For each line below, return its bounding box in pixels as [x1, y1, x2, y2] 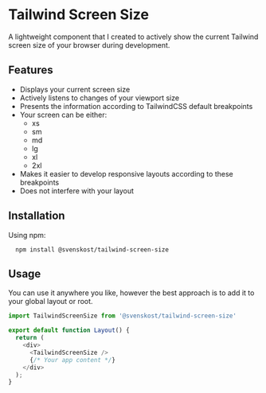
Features [8, 64, 53, 77]
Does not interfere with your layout [19, 185, 134, 196]
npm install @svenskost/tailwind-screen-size [15, 245, 170, 254]
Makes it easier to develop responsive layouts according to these [19, 169, 233, 178]
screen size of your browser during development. [8, 40, 170, 49]
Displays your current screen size [19, 84, 131, 94]
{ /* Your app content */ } [29, 356, 115, 364]
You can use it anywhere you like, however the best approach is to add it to [8, 288, 255, 298]
